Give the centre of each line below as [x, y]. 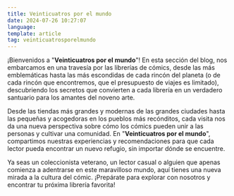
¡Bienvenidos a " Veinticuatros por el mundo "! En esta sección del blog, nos [117, 60]
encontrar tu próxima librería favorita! [61, 185]
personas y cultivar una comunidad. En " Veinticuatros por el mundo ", [109, 134]
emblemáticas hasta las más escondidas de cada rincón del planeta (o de [114, 75]
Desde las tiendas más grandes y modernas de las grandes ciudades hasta [116, 111]
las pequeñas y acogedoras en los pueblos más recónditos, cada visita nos [116, 119]
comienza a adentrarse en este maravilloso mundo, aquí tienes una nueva [114, 170]
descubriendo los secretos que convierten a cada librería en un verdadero [115, 90]
